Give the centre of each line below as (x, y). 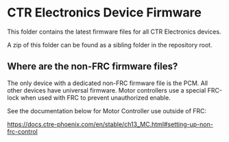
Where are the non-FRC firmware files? (93, 67)
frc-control (22, 131)
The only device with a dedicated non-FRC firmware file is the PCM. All (107, 83)
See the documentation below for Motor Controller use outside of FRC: (107, 110)
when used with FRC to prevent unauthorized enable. (96, 97)
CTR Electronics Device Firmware (105, 13)
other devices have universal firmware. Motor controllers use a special (107, 90)
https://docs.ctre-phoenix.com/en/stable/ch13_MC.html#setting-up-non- (110, 124)
